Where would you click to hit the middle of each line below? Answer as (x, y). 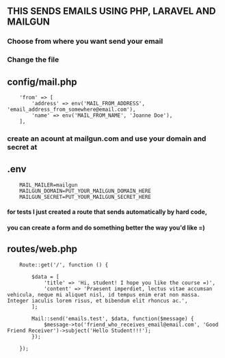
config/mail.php (42, 82)
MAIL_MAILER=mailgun (49, 185)
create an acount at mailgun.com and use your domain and (107, 138)
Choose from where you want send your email (85, 42)
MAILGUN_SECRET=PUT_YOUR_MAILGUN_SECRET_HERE (85, 197)
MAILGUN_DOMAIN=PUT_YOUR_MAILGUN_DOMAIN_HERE (85, 191)
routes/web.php (42, 249)
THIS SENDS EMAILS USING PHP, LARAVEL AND (111, 11)
